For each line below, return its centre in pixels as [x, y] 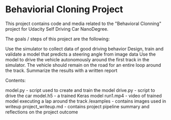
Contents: [16, 80]
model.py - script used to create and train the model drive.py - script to [80, 90]
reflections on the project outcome [42, 112]
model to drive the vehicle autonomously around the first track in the [77, 59]
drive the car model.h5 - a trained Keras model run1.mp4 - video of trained [84, 95]
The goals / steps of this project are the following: [57, 39]
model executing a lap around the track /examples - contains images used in [86, 101]
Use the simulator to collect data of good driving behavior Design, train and [84, 49]
